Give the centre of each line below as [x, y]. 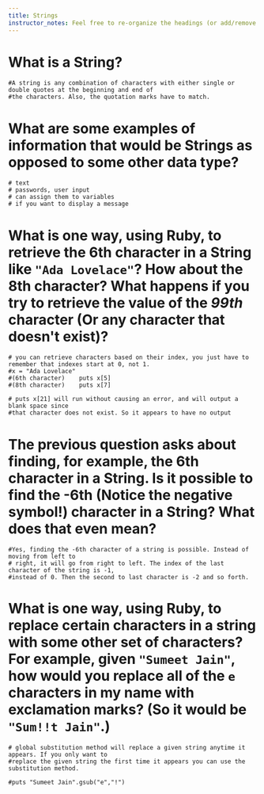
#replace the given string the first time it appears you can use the [127, 762]
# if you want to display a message [68, 204]
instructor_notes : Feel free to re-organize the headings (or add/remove [132, 23]
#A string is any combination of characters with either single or [122, 83]
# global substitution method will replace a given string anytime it [127, 748]
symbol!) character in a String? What [132, 512]
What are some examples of [102, 128]
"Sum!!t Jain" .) [59, 727]
